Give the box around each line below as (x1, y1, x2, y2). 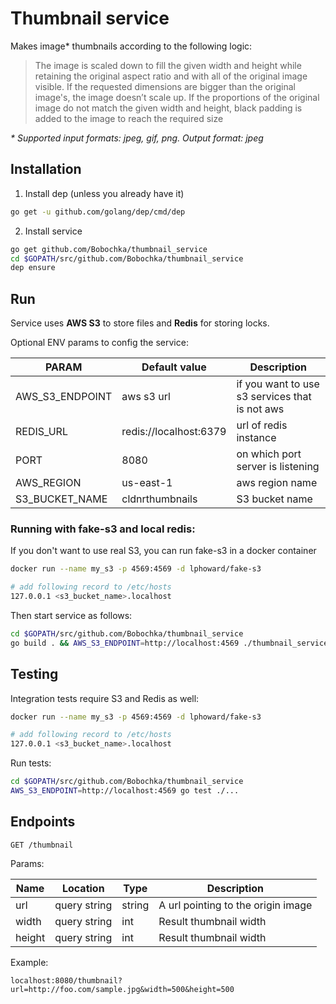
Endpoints (10, 813, 76, 831)
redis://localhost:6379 (121, 425, 227, 439)
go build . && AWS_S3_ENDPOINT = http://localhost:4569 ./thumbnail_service (10, 638, 329, 648)
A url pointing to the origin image (158, 898, 313, 912)
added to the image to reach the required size (34, 112, 224, 124)
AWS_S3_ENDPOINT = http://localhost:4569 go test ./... (10, 786, 240, 796)
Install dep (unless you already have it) (24, 187, 185, 199)
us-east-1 (121, 476, 173, 490)
